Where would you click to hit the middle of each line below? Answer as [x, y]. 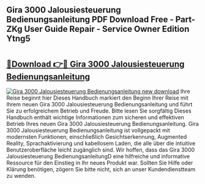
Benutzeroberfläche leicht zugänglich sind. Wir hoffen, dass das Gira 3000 [101, 150]
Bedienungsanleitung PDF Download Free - [90, 20]
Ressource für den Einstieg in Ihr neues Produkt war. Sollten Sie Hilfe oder [100, 163]
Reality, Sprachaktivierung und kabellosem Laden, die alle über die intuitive [101, 143]
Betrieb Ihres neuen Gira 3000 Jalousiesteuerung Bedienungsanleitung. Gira [102, 124]
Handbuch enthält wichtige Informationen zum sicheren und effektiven [95, 117]
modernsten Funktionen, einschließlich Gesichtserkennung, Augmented [97, 137]
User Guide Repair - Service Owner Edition [107, 29]
